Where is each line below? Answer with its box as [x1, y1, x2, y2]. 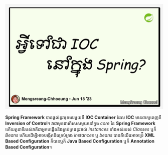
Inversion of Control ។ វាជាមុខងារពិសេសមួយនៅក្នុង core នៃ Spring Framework [5, 120, 155, 126]
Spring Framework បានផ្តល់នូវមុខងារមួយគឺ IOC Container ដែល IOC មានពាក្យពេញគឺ [5, 114, 161, 120]
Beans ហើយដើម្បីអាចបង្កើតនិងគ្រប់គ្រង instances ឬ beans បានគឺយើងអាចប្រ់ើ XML [5, 132, 155, 138]
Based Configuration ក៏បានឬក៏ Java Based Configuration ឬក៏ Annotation [5, 138, 154, 144]
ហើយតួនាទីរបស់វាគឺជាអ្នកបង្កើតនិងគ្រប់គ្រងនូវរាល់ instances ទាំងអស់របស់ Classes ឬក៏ [5, 126, 156, 132]
